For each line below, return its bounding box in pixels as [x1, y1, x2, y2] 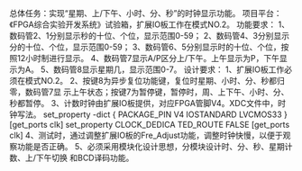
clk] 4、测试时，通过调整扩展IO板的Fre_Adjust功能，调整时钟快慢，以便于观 [9, 130, 291, 140]
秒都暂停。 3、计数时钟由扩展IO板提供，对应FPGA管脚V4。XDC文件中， [9, 98, 279, 108]
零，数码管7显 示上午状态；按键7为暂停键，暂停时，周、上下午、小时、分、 [9, 86, 289, 97]
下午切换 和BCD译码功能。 [35, 152, 134, 163]
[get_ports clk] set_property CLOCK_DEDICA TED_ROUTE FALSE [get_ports [9, 120, 290, 130]
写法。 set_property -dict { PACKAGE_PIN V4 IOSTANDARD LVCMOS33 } [16, 109, 288, 120]
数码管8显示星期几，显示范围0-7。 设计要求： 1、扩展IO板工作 [52, 64, 285, 75]
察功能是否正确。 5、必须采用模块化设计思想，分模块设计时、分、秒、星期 [9, 141, 286, 151]
